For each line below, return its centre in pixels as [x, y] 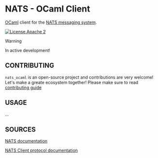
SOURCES [21, 129]
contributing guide [23, 87]
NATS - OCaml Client [48, 9]
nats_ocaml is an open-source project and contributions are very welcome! [79, 77]
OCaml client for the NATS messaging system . [51, 22]
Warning [13, 41]
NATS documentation [26, 141]
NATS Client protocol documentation [42, 150]
